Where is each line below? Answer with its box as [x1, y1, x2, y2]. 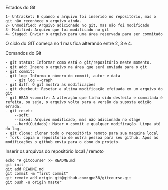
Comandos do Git [5, 50, 42, 56]
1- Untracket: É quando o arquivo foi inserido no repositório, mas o [5, 14, 156, 19]
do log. [5, 126, 22, 131]
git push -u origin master [5, 180, 62, 185]
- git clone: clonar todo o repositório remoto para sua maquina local [5, 131, 158, 136]
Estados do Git [5, 5, 36, 10]
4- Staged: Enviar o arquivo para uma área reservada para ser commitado [5, 32, 163, 37]
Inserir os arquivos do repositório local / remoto [5, 148, 104, 154]
